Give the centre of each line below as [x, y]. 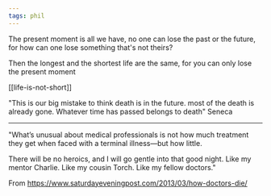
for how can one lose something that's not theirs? [91, 47]
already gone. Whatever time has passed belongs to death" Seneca [121, 111]
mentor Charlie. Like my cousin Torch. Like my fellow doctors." [112, 167]
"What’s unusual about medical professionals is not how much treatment [129, 135]
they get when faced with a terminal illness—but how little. [106, 143]
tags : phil [27, 16]
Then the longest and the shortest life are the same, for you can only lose [130, 63]
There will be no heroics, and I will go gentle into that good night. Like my [130, 159]
